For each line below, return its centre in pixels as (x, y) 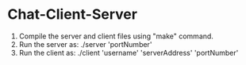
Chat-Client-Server (73, 14)
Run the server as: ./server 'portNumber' (85, 44)
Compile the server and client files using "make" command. (116, 36)
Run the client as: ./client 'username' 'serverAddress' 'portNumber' (129, 52)
